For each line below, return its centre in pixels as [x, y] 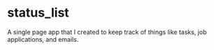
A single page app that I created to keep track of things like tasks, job [107, 32]
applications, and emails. [43, 39]
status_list [38, 13]
